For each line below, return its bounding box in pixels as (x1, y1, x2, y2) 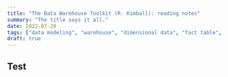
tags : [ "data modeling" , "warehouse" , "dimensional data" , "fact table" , (7, 29, 223, 36)
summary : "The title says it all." (7, 16, 109, 23)
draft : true (7, 35, 41, 42)
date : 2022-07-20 (7, 22, 57, 29)
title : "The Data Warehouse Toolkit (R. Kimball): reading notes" (7, 10, 201, 17)
